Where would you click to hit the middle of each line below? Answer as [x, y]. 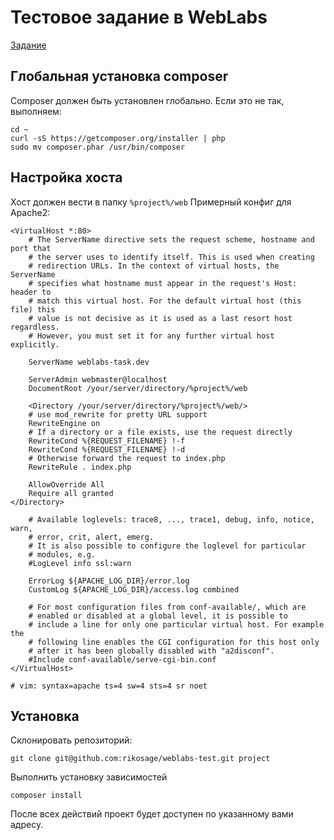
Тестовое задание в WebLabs [139, 17]
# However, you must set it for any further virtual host [151, 336]
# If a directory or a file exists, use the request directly [160, 432]
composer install [46, 796]
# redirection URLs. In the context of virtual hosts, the [154, 266]
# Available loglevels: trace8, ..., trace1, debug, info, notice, [171, 519]
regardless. [35, 327]
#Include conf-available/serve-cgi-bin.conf [122, 659]
